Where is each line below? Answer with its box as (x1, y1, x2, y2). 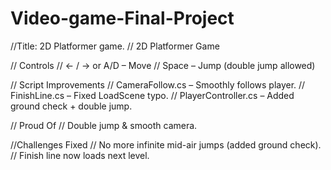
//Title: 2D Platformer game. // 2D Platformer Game (10, 40, 220, 52)
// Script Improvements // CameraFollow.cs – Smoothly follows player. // (10, 78, 306, 91)
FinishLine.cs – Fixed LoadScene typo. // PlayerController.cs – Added (10, 89, 295, 101)
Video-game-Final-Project (10, 7, 235, 30)
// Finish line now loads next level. (10, 149, 150, 161)
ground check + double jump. (10, 100, 133, 112)
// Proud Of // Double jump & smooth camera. (10, 119, 198, 131)
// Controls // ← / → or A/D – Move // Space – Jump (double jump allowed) (10, 59, 316, 71)
